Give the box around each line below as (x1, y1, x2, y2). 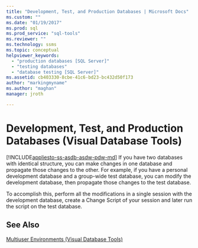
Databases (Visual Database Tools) (6, 134, 182, 148)
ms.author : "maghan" (6, 86, 57, 92)
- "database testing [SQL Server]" (11, 69, 99, 75)
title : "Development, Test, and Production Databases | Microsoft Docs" (6, 8, 189, 15)
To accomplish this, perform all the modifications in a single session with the (6, 190, 192, 197)
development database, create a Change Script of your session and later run (6, 196, 193, 204)
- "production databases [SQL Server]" (11, 58, 110, 64)
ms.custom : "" (6, 14, 41, 20)
